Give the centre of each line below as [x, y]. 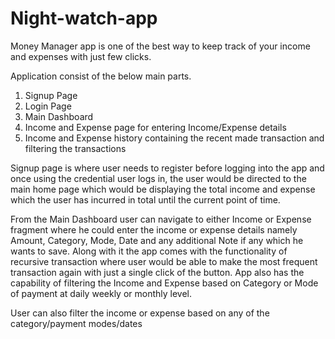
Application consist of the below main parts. [101, 76]
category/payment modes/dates [76, 323]
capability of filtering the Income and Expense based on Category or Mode [164, 283]
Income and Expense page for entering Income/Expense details [155, 127]
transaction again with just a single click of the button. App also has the [157, 272]
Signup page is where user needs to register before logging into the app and [167, 168]
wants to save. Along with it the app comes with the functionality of [149, 251]
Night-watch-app [84, 18]
